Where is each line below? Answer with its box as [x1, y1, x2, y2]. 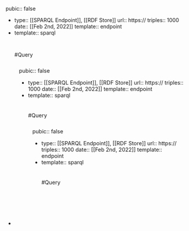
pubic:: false [5, 5, 36, 12]
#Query [14, 51, 33, 58]
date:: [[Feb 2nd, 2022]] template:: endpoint [14, 23, 122, 30]
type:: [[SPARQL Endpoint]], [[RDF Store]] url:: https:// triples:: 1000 [14, 17, 179, 23]
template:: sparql [14, 29, 56, 36]
